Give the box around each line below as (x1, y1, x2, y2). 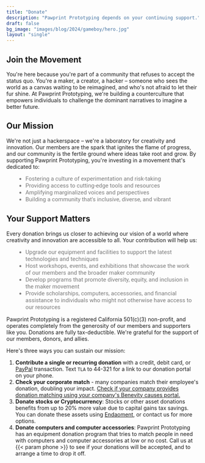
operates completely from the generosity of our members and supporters (6, 322, 191, 329)
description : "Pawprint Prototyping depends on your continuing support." (6, 15, 201, 21)
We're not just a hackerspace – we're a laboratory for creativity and (6, 137, 176, 144)
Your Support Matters (6, 213, 90, 224)
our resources (25, 303, 61, 311)
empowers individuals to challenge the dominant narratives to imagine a (6, 96, 187, 104)
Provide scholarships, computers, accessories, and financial (25, 289, 177, 297)
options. (15, 417, 36, 424)
